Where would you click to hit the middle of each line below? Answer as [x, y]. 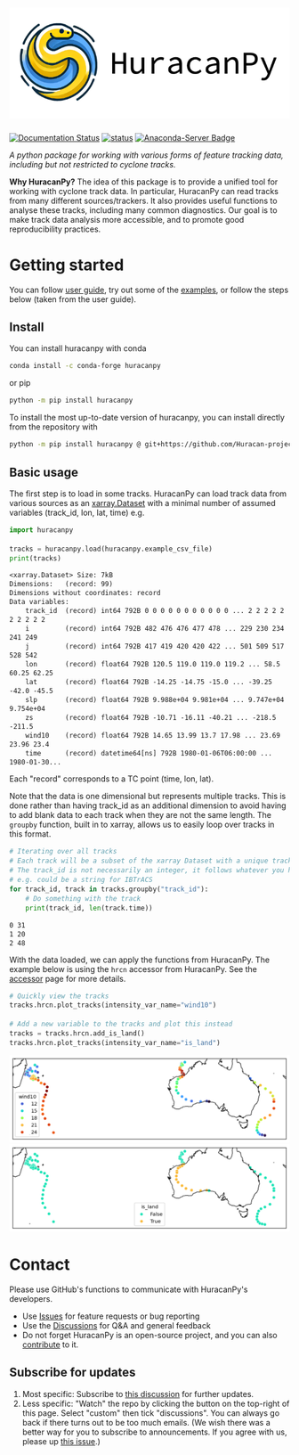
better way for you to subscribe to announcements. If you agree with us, [154, 1432]
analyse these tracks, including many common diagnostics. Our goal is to [143, 210]
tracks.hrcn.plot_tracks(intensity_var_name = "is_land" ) [115, 1042]
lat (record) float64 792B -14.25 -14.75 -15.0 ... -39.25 [149, 683]
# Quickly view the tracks [59, 996]
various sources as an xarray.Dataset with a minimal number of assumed [142, 503]
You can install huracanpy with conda [78, 348]
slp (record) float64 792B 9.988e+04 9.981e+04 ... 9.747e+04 [155, 700]
